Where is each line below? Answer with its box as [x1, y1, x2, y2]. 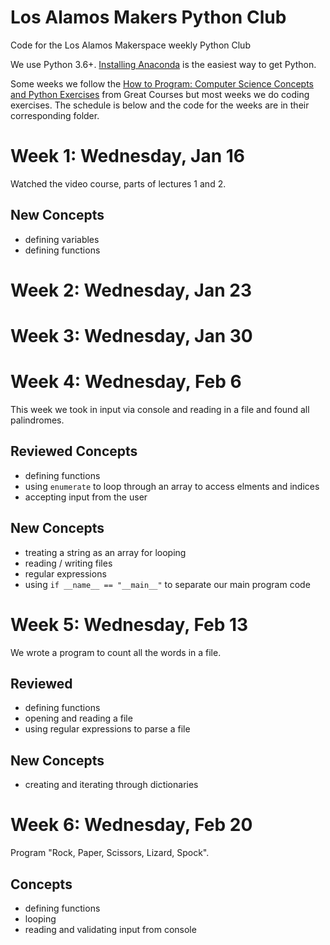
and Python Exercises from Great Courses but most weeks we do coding [10, 88, 310, 100]
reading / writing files [24, 557, 113, 569]
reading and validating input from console [24, 923, 197, 935]
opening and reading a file [24, 712, 133, 725]
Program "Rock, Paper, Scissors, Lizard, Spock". [10, 847, 210, 859]
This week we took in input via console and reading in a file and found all [10, 404, 310, 415]
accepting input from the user [24, 491, 148, 503]
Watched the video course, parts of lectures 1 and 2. [10, 177, 227, 190]
